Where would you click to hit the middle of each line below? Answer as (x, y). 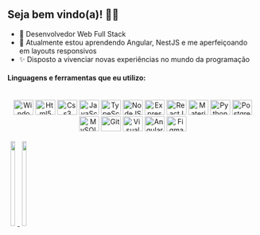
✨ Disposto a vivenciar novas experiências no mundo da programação (134, 59)
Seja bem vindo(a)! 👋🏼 (64, 15)
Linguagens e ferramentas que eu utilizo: (77, 78)
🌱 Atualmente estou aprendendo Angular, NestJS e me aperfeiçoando (133, 42)
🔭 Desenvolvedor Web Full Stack (72, 33)
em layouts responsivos (58, 51)
